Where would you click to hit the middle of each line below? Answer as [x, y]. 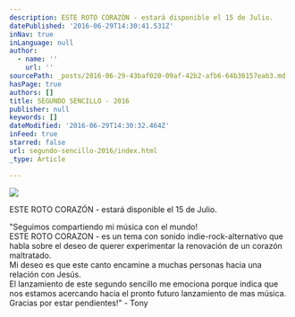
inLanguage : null [42, 43]
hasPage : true [36, 84]
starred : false [38, 142]
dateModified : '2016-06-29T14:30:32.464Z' [89, 126]
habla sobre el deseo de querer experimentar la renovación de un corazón [146, 245]
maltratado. [30, 255]
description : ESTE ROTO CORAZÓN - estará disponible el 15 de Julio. [142, 17]
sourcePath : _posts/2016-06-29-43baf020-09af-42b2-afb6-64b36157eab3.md [147, 76]
